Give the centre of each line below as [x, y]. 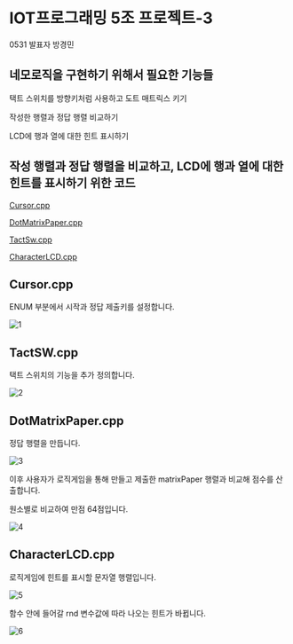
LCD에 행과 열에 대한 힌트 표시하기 [69, 136]
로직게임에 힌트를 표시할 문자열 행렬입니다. [83, 577]
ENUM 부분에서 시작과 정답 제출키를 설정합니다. [92, 307]
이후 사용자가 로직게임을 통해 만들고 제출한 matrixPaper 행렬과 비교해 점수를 [142, 479]
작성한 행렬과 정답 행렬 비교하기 [64, 117]
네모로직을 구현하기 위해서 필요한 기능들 [111, 75]
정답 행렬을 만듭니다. [45, 443]
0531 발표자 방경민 [42, 44]
